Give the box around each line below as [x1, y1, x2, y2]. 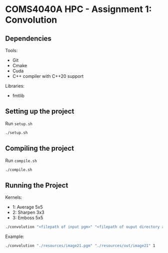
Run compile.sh [5, 157, 37, 164]
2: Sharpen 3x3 [12, 209, 44, 215]
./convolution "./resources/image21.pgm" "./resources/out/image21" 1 [5, 243, 155, 248]
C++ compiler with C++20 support [12, 73, 84, 79]
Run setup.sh [5, 120, 32, 126]
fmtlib [12, 93, 25, 98]
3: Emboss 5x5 [12, 215, 43, 221]
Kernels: [5, 194, 22, 200]
